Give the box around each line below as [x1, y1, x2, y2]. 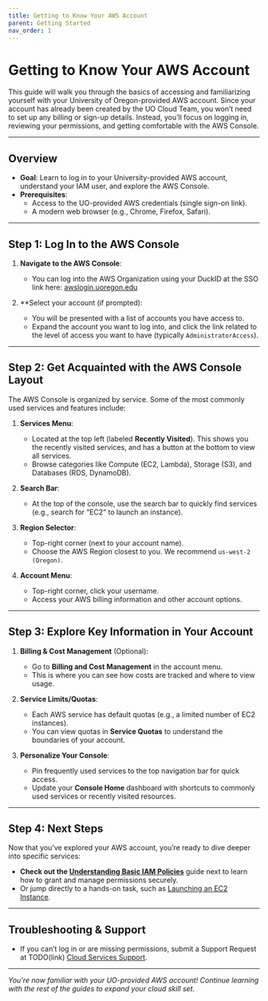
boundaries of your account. [31, 735, 126, 744]
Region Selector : [19, 522, 77, 532]
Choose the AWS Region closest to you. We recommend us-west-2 [31, 546, 251, 556]
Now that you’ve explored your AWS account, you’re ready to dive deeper [8, 843, 251, 853]
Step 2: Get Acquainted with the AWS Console [8, 361, 242, 375]
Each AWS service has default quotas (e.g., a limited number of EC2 [31, 709, 256, 719]
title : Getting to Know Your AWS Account [8, 11, 148, 20]
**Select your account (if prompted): [19, 298, 143, 307]
